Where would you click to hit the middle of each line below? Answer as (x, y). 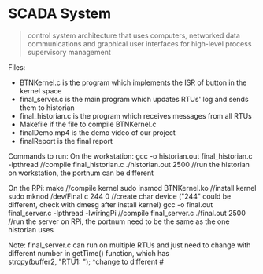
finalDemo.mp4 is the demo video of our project (97, 132)
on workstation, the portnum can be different (81, 173)
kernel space (41, 90)
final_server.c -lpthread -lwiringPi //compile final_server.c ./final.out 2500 (127, 213)
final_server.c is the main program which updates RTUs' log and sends (134, 99)
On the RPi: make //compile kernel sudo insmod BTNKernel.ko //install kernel (132, 188)
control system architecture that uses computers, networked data (133, 35)
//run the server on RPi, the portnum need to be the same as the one (119, 221)
